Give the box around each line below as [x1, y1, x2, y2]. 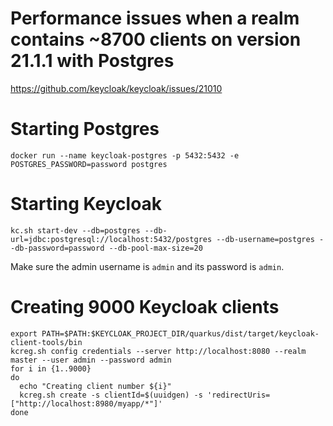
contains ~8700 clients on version [10, 28, 302, 51]
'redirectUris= [206, 390, 271, 400]
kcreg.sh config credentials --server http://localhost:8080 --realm [10, 346, 307, 356]
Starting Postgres [10, 118, 160, 141]
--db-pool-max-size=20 [108, 243, 203, 253]
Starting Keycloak [10, 193, 163, 216]
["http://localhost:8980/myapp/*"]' [10, 398, 163, 409]
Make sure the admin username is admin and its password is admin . [10, 260, 285, 272]
